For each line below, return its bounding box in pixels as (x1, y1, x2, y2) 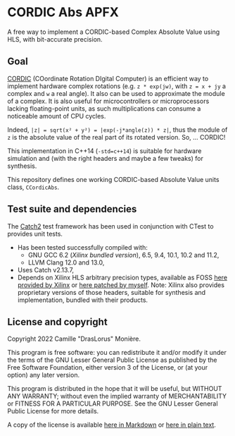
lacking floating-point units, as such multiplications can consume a (7, 104, 201, 113)
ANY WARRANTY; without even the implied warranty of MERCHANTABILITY (7, 392, 227, 401)
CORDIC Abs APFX (7, 4, 120, 20)
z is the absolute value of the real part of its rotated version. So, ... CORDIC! (7, 133, 226, 141)
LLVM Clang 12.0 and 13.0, (27, 258, 105, 267)
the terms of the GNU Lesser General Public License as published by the (7, 356, 217, 364)
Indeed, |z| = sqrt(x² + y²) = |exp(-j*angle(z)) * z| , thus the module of (7, 125, 228, 134)
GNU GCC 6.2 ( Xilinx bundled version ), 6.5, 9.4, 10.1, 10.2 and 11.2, (27, 250, 220, 259)
